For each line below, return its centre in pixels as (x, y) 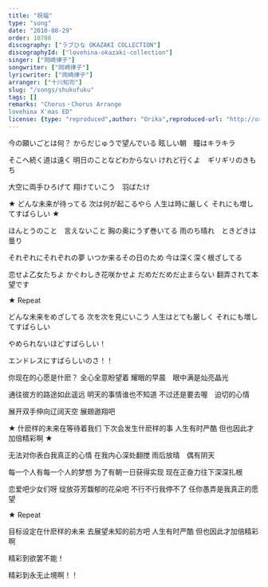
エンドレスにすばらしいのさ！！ (61, 360)
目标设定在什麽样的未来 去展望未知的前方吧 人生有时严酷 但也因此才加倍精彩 (134, 531)
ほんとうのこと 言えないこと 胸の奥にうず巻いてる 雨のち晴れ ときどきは (132, 230)
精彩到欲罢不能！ (36, 558)
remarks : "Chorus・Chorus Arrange (65, 104)
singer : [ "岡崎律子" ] (42, 61)
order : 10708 (30, 38)
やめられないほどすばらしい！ (57, 343)
